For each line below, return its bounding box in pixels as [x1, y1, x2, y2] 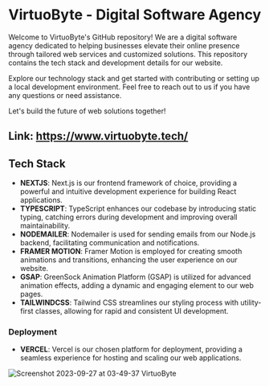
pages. [19, 289, 43, 299]
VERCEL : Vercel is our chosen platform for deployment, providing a [19, 344, 243, 355]
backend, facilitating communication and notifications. [19, 238, 200, 248]
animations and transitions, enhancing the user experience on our [19, 255, 238, 265]
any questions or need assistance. [8, 90, 122, 100]
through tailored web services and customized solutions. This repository [8, 49, 248, 59]
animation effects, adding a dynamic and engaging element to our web [19, 281, 255, 290]
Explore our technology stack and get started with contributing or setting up [8, 73, 259, 83]
